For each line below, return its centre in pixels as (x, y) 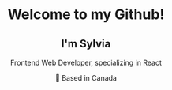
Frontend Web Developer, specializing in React (86, 62)
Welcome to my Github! (86, 15)
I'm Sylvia (86, 44)
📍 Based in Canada (86, 78)
